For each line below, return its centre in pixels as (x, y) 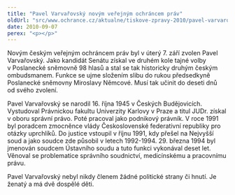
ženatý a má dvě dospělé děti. (51, 184)
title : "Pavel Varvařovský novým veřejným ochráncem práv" (95, 14)
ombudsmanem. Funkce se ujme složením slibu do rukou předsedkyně (109, 75)
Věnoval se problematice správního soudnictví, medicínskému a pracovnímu (117, 156)
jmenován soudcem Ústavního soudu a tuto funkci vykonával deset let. (109, 148)
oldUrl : (19, 20)
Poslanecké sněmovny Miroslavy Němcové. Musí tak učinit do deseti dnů (112, 83)
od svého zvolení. (33, 90)
